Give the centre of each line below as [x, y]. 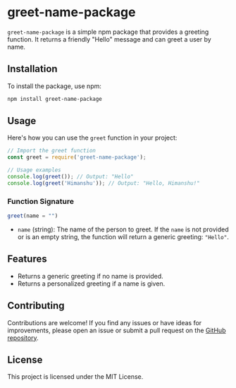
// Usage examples [34, 170]
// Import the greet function [52, 151]
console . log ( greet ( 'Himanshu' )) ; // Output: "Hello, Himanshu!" [104, 183]
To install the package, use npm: [55, 86]
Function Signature [41, 201]
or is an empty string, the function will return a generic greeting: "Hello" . [123, 236]
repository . [23, 338]
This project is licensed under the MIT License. [75, 377]
